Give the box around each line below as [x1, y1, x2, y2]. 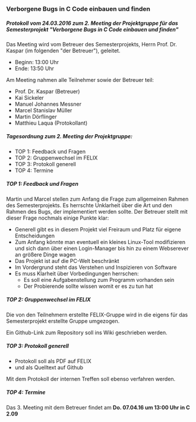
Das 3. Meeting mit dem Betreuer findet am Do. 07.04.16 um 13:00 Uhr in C [6, 404, 190, 411]
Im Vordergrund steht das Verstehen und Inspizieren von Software [14, 264, 177, 271]
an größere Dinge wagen [14, 251, 76, 258]
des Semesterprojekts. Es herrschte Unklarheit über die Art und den [6, 201, 172, 209]
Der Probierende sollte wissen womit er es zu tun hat [23, 283, 153, 290]
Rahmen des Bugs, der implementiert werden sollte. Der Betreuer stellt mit [6, 208, 188, 215]
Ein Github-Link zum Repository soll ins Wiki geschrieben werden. [6, 329, 167, 336]
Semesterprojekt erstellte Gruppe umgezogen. [6, 317, 120, 325]
